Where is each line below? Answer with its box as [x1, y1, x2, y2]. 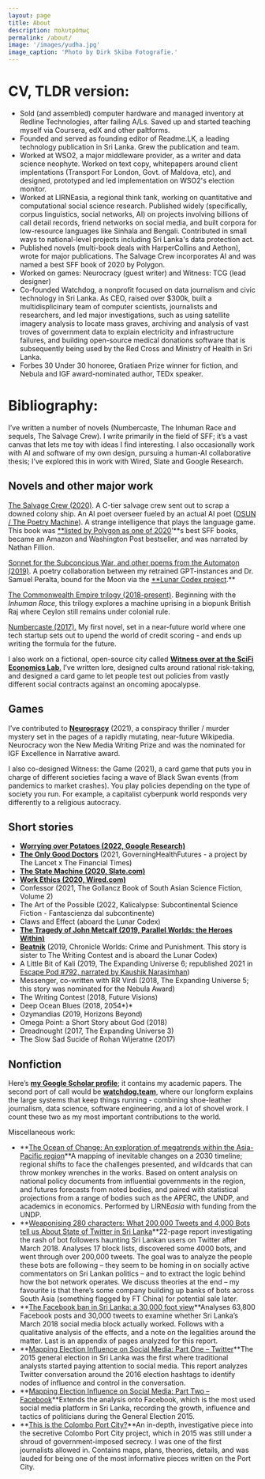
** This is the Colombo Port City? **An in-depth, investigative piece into [19, 1420, 254, 1430]
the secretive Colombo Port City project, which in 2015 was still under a [19, 1428, 252, 1438]
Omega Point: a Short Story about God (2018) [19, 1018, 168, 1027]
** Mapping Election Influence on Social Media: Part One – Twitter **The [19, 1345, 254, 1354]
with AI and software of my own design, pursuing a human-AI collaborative [8, 448, 251, 457]
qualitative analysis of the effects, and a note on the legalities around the [19, 1328, 256, 1337]
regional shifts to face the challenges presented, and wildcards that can [19, 1159, 253, 1169]
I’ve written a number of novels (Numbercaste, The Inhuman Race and [8, 422, 237, 432]
